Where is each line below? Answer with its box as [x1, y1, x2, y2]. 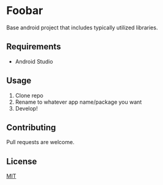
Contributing [6, 122, 56, 132]
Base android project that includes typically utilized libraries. [6, 24, 158, 31]
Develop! [15, 104, 38, 112]
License [6, 156, 37, 167]
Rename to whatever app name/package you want [15, 98, 142, 106]
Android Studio [15, 57, 53, 65]
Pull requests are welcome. [6, 139, 74, 146]
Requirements [6, 42, 61, 52]
